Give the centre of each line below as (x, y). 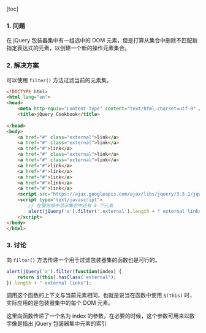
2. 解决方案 (23, 66)
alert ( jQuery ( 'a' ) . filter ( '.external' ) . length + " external (107, 211)
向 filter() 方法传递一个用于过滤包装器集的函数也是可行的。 (83, 259)
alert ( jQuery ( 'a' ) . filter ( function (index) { (64, 271)
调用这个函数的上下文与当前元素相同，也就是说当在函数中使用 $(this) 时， (101, 295)
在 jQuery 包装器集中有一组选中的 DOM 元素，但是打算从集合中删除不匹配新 (102, 40)
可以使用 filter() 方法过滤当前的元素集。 (59, 80)
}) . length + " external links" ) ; (49, 283)
